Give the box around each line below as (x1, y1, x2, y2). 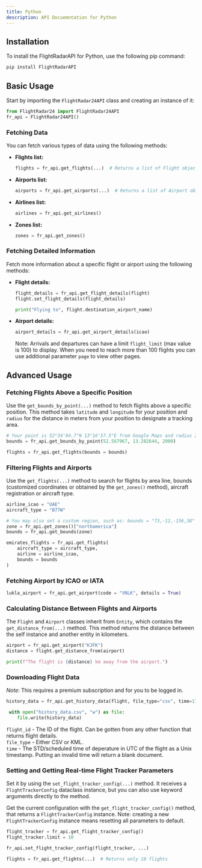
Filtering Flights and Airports (6, 463, 92, 472)
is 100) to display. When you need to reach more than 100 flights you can (14, 346, 195, 353)
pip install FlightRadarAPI (6, 64, 77, 70)
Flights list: (14, 154, 44, 161)
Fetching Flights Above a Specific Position (6, 388, 132, 397)
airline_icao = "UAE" (6, 501, 61, 507)
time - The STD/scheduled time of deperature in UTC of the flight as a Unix (6, 745, 192, 752)
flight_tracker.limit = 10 (6, 834, 74, 840)
